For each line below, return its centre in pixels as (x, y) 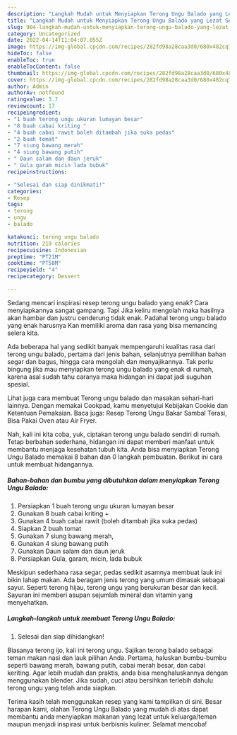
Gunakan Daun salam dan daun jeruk (71, 551)
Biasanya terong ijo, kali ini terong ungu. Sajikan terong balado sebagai (110, 650)
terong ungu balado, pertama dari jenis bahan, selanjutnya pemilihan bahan (117, 354)
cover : (17, 80)
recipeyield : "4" (33, 270)
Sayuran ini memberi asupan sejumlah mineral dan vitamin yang (100, 595)
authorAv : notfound (36, 93)
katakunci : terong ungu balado (53, 237)
